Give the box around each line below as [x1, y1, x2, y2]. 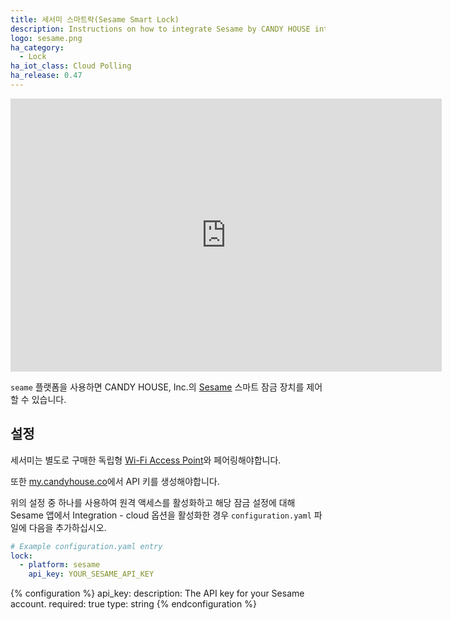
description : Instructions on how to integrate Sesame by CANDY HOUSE [10, 24, 311, 34]
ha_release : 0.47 [10, 71, 83, 81]
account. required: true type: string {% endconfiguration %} [10, 598, 257, 610]
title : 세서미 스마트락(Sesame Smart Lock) [10, 14, 180, 25]
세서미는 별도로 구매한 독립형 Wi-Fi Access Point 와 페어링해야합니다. [10, 454, 282, 466]
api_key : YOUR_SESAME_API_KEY [28, 569, 155, 580]
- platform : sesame [19, 560, 101, 570]
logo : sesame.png [10, 33, 83, 43]
